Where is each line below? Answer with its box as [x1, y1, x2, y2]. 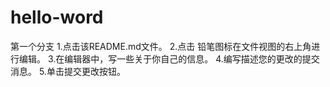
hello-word [10, 6, 104, 29]
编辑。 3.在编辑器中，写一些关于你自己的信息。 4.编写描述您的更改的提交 [18, 52, 320, 65]
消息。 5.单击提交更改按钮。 [10, 65, 126, 77]
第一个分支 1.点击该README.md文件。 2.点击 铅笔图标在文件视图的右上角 [10, 40, 312, 52]
